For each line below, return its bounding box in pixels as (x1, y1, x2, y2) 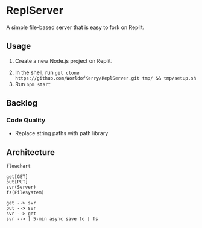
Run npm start (14, 80, 51, 87)
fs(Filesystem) (6, 189, 45, 196)
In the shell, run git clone (14, 69, 80, 76)
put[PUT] (6, 179, 28, 185)
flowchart (6, 163, 31, 169)
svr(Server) (6, 185, 36, 191)
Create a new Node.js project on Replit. (14, 57, 113, 64)
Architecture (6, 147, 55, 157)
